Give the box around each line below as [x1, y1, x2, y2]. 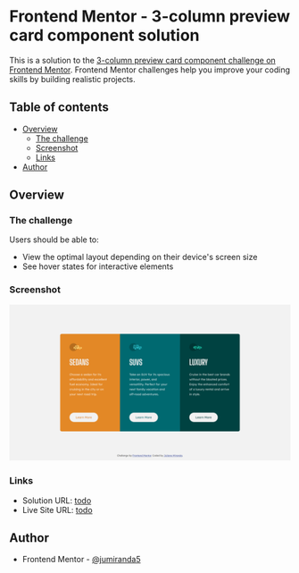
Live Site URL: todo [21, 504, 93, 515]
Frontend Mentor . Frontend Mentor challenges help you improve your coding [9, 64, 291, 75]
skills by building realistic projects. [9, 73, 136, 84]
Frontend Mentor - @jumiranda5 [21, 554, 141, 565]
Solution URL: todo [21, 494, 92, 506]
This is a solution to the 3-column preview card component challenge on [9, 55, 277, 65]
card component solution [9, 25, 200, 46]
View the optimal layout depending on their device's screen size [21, 252, 258, 263]
